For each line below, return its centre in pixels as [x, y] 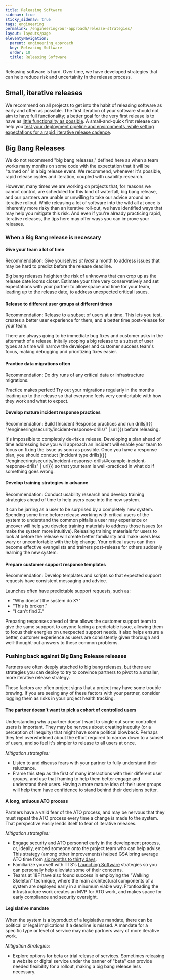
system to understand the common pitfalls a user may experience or [76, 520]
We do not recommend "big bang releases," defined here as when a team [82, 160]
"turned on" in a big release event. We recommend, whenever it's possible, [83, 171]
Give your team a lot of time [35, 249]
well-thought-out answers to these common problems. [62, 643]
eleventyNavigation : [27, 39]
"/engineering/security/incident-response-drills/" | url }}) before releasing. [83, 429]
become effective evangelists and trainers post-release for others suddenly [84, 547]
